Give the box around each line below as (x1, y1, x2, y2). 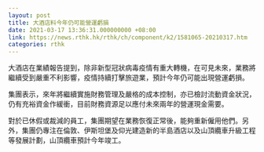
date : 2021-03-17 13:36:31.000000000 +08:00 (8, 26, 156, 34)
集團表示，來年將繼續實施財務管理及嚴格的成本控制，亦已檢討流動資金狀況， (8, 89, 256, 99)
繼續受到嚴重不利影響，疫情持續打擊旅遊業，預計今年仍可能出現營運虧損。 (8, 73, 249, 82)
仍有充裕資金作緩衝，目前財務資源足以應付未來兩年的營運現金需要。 (8, 100, 229, 109)
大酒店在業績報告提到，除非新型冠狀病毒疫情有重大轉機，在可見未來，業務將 (8, 63, 256, 73)
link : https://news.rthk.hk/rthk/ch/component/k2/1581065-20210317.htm (8, 33, 247, 42)
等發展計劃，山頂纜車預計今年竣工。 (8, 136, 126, 145)
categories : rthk (8, 41, 65, 49)
